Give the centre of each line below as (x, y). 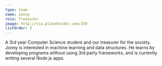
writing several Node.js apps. (35, 58)
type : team (16, 10)
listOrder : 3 (19, 28)
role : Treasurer (22, 19)
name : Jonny (17, 14)
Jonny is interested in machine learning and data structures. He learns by (80, 48)
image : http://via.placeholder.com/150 (46, 24)
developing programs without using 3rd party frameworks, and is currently (81, 53)
